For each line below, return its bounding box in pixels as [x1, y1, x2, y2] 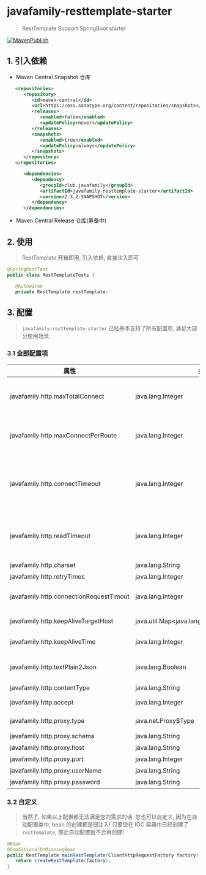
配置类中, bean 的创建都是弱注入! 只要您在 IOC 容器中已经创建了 [27, 820, 189, 828]
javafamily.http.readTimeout [10, 531, 91, 540]
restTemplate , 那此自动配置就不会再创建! [21, 828, 124, 836]
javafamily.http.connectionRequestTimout [10, 592, 130, 601]
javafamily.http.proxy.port [10, 755, 84, 763]
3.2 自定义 [7, 798, 37, 806]
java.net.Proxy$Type [135, 716, 194, 725]
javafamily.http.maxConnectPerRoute [10, 431, 117, 439]
